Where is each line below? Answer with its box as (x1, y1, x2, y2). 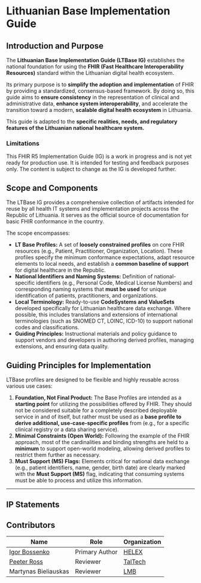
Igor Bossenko (9, 548, 50, 556)
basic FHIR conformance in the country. (6, 218, 105, 225)
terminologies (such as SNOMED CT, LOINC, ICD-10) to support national (14, 317, 193, 324)
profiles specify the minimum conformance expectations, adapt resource (14, 254, 195, 261)
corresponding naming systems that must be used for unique (14, 286, 167, 293)
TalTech (123, 558, 146, 566)
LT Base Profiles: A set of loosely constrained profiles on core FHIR (14, 241, 184, 248)
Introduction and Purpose (6, 41, 103, 51)
